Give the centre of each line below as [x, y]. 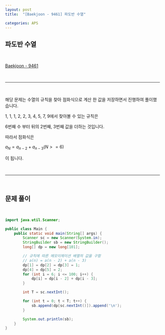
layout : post [18, 10]
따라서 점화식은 [20, 137]
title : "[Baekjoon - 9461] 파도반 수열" [45, 14]
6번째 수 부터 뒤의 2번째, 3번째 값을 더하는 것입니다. [55, 127]
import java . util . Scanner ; [33, 220]
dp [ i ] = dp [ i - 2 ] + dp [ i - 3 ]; [64, 279]
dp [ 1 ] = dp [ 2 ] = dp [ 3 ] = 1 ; [51, 265]
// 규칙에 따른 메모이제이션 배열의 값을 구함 [62, 256]
